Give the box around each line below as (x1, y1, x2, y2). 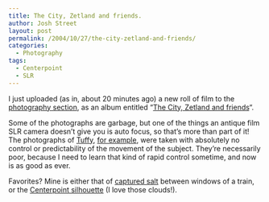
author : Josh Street (8, 19, 78, 27)
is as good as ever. (8, 160, 71, 170)
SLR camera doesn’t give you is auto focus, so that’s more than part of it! (8, 126, 250, 136)
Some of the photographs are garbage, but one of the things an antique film (8, 117, 260, 127)
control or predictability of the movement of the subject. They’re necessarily (8, 143, 261, 153)
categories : (8, 42, 48, 50)
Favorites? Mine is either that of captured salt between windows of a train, (8, 176, 255, 186)
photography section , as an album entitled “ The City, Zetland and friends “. (8, 102, 255, 112)
